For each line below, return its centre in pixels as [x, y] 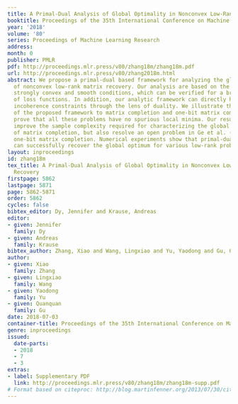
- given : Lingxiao [34, 277]
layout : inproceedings [41, 152]
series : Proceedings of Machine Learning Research [84, 40]
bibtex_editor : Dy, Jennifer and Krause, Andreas [82, 212]
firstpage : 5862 [31, 179]
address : [20, 47]
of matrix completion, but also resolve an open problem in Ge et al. [120, 133]
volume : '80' [27, 34]
